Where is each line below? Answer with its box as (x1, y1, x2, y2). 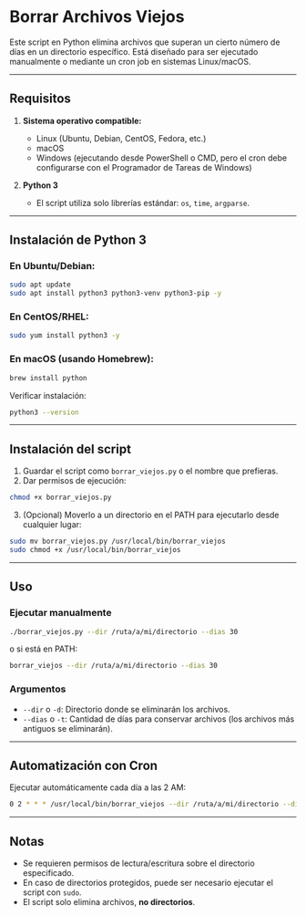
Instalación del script (9, 441, 132, 457)
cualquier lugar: (22, 519, 82, 530)
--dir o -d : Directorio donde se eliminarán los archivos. (22, 703, 230, 714)
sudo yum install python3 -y (9, 331, 120, 340)
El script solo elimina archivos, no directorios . (22, 897, 196, 908)
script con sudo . (22, 887, 82, 898)
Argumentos (9, 682, 66, 695)
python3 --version (9, 408, 79, 417)
